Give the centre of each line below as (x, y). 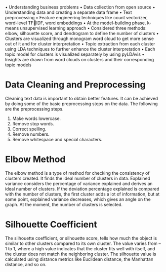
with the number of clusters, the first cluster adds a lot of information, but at (82, 194)
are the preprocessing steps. (34, 109)
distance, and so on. (26, 264)
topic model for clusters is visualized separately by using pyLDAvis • (75, 54)
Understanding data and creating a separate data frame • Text (69, 12)
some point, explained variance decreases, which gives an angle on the (78, 199)
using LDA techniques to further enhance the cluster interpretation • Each (80, 49)
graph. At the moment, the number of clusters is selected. (64, 204)
